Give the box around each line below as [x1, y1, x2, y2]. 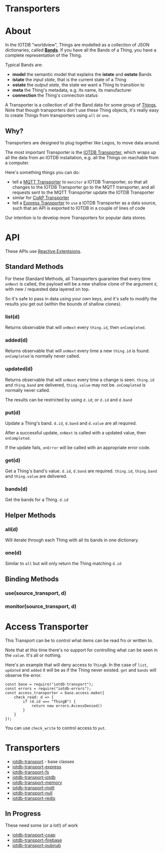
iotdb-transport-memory [12, 780, 63, 785]
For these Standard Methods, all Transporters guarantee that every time [5, 276, 151, 282]
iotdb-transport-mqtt [12, 784, 55, 790]
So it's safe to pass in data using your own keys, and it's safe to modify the [5, 295, 157, 301]
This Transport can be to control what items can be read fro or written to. [5, 637, 154, 643]
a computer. [5, 160, 30, 166]
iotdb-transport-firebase [12, 837, 63, 843]
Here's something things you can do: [5, 169, 80, 175]
